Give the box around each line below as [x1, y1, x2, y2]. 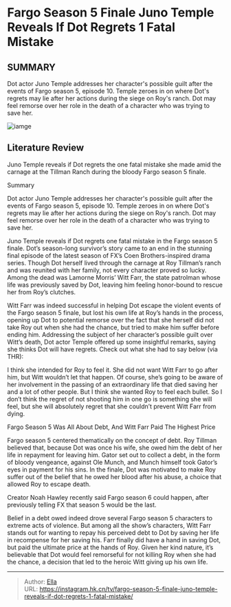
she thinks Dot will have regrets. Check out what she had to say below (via [7, 345, 218, 353]
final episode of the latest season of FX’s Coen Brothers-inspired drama [7, 251, 210, 259]
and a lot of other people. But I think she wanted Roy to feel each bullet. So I [7, 387, 223, 396]
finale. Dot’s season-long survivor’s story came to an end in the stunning [7, 244, 212, 252]
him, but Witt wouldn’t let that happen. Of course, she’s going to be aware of [7, 373, 223, 381]
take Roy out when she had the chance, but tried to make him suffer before [7, 323, 220, 331]
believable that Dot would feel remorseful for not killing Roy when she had [7, 550, 217, 558]
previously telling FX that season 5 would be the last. [7, 500, 157, 509]
